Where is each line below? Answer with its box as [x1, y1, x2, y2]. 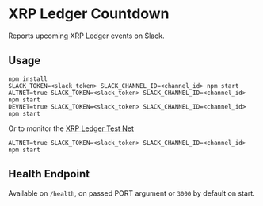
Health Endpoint [8, 167, 90, 181]
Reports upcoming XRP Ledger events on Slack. [8, 31, 165, 40]
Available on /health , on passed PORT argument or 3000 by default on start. [8, 188, 255, 198]
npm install [8, 74, 48, 83]
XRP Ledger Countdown [8, 5, 170, 23]
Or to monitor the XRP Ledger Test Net [8, 124, 135, 133]
